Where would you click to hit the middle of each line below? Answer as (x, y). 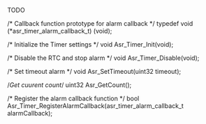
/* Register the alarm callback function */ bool (73, 98)
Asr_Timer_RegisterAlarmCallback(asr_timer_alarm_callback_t (95, 106)
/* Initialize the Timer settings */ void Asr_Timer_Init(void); (90, 44)
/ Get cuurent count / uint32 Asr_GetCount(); (69, 85)
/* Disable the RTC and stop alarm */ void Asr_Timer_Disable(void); (103, 58)
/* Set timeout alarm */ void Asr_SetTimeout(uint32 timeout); (94, 71)
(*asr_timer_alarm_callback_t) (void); (60, 31)
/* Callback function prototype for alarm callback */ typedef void (100, 23)
